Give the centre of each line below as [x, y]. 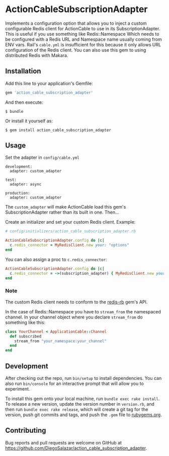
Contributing [26, 431]
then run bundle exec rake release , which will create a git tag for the [77, 410]
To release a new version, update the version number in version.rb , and [80, 404]
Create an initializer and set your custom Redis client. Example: [70, 222]
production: [18, 193]
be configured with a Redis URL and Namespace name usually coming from [83, 39]
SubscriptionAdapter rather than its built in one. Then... [62, 212]
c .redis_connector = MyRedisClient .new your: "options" [69, 245]
